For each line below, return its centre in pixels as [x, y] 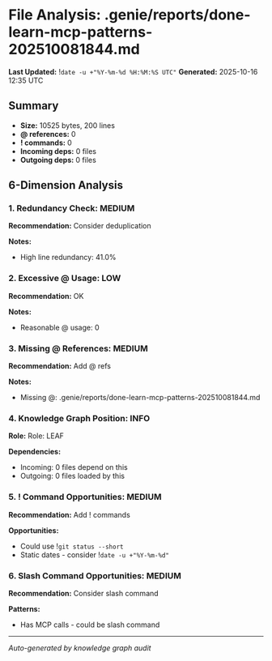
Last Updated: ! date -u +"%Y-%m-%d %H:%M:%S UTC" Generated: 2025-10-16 [133, 71]
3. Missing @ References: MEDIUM [78, 348]
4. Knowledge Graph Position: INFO [79, 418]
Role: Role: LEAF [36, 436]
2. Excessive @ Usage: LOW [65, 279]
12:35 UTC [26, 80]
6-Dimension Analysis [66, 185]
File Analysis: [55, 15]
